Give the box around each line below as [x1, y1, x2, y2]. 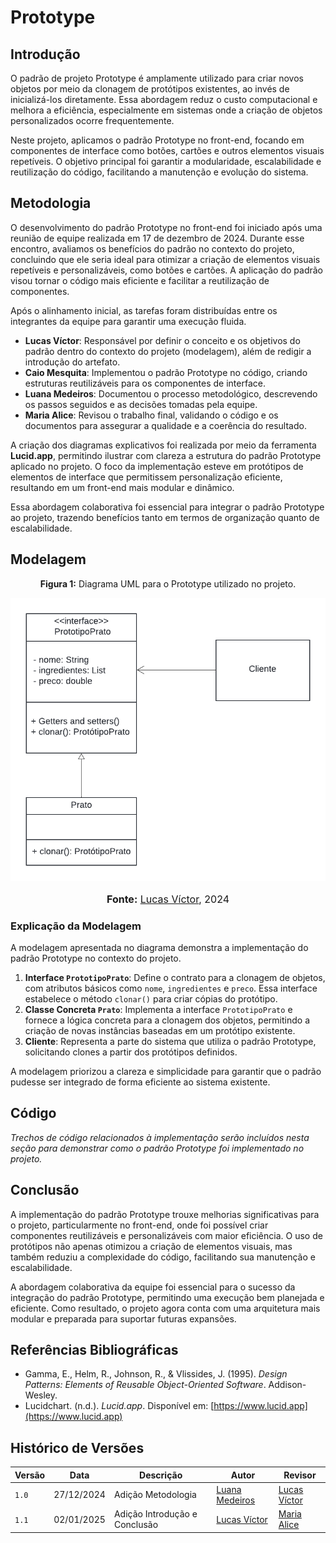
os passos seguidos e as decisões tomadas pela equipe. [24, 398, 258, 410]
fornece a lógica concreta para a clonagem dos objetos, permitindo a [24, 1014, 310, 1026]
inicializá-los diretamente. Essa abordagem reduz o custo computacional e [10, 94, 318, 105]
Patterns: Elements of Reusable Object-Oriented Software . [24, 1379, 267, 1391]
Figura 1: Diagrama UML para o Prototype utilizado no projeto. [39, 577, 297, 590]
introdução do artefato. [24, 356, 121, 368]
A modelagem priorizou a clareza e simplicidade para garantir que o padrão [10, 1065, 322, 1077]
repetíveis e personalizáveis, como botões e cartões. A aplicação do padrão [10, 264, 324, 276]
